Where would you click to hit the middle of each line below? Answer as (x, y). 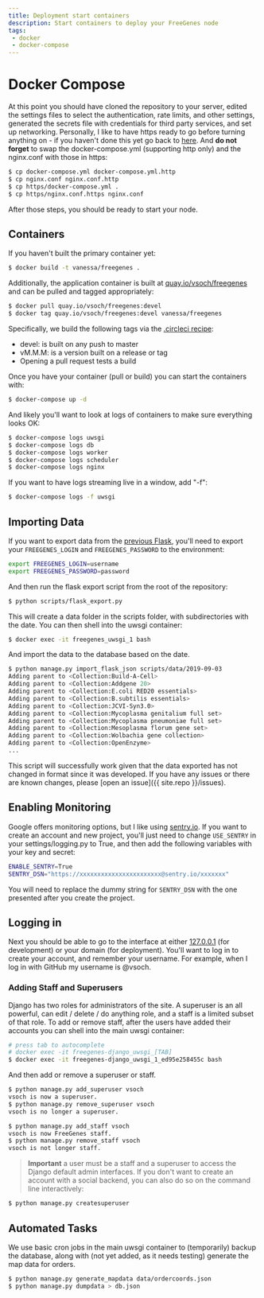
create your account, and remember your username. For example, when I (128, 958)
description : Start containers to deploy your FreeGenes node (113, 23)
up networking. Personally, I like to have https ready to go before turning (127, 132)
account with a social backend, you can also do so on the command (139, 1180)
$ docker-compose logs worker (58, 453)
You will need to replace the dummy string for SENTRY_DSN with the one (123, 889)
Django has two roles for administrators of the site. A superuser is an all (125, 1005)
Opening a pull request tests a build (78, 361)
